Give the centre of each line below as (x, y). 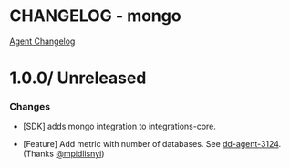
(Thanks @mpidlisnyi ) (63, 154)
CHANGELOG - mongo (95, 16)
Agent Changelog (42, 41)
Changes (30, 107)
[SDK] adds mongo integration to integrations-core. (119, 126)
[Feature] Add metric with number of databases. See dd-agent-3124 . (152, 144)
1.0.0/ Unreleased (78, 78)
